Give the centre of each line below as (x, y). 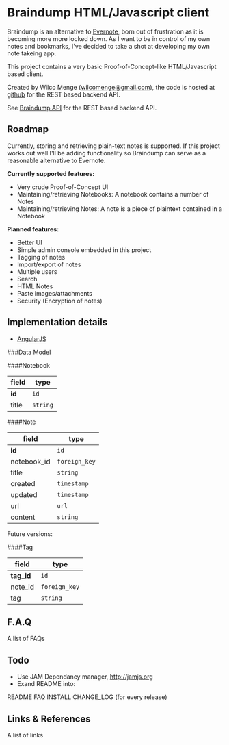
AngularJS (31, 339)
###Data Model (29, 352)
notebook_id (30, 462)
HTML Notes (35, 286)
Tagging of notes (41, 257)
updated (24, 494)
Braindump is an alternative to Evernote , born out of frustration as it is (105, 31)
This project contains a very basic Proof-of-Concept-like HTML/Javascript (112, 66)
